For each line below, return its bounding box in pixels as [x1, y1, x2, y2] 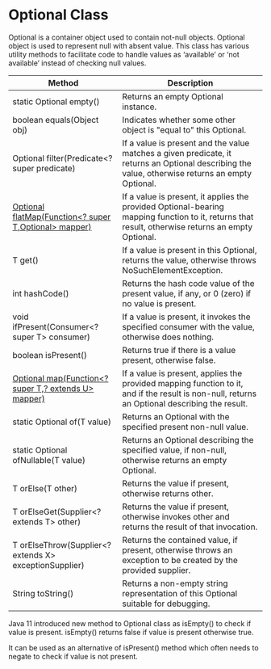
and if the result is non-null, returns [122, 388, 256, 399]
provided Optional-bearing [122, 200, 224, 212]
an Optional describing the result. [122, 398, 248, 409]
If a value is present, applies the [122, 368, 243, 379]
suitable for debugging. [122, 598, 211, 609]
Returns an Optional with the [122, 410, 230, 422]
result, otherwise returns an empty [122, 221, 252, 232]
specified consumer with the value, [122, 321, 256, 332]
